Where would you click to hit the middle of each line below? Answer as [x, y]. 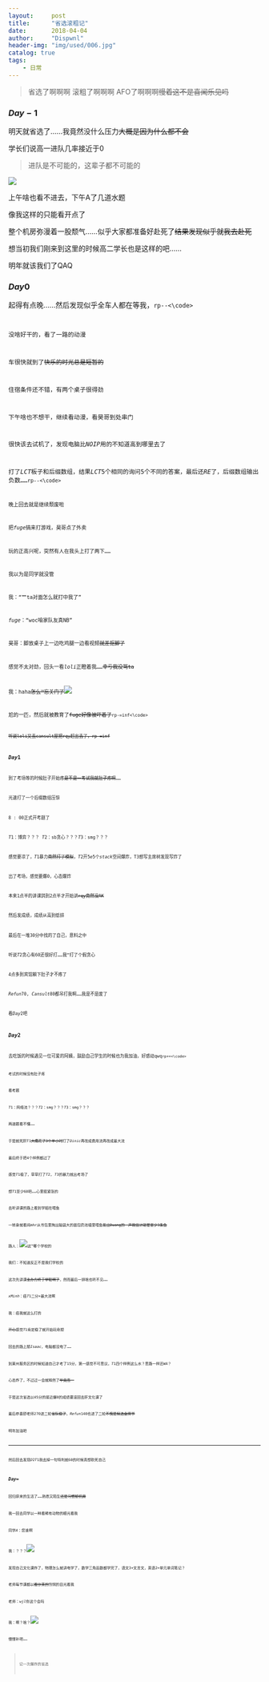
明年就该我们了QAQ [41, 266]
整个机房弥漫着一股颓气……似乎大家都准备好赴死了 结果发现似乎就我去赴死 [130, 231]
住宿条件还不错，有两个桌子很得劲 [56, 389]
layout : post [37, 16]
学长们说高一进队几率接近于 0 [56, 148]
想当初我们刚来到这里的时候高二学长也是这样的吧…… [95, 248]
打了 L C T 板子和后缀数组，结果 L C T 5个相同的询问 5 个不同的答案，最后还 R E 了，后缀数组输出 [133, 472]
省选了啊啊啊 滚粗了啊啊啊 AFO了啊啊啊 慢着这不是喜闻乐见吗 [128, 91]
